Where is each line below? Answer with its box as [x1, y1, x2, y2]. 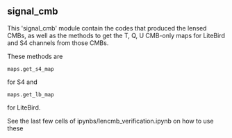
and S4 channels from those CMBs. [7, 38, 109, 47]
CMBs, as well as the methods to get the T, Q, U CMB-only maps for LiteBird [7, 31, 226, 40]
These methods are [7, 52, 63, 60]
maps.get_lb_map [7, 91, 54, 98]
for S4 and [7, 78, 38, 86]
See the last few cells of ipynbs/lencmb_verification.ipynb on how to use [7, 117, 214, 125]
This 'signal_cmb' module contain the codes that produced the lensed [7, 24, 207, 32]
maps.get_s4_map [7, 65, 54, 72]
